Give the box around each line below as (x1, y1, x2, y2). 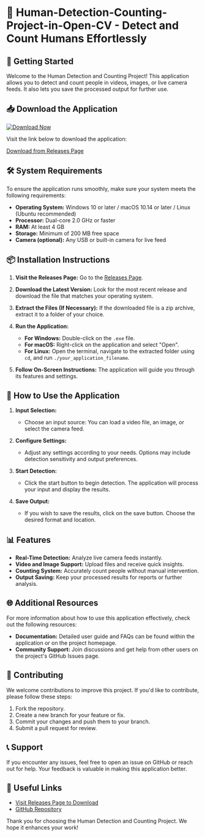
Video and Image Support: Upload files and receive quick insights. (15, 561, 185, 568)
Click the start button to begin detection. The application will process (24, 479, 199, 487)
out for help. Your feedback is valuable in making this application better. (6, 765, 187, 773)
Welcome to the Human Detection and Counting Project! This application (6, 72, 190, 79)
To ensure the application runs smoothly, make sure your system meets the (6, 185, 196, 192)
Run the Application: (15, 322, 69, 330)
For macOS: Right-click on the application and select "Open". (24, 341, 179, 349)
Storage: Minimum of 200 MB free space (15, 230, 119, 237)
